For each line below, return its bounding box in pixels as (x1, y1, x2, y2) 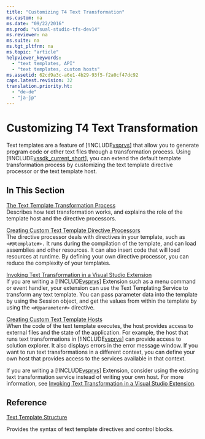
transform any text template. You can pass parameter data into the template (6, 290, 198, 298)
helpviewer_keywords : (6, 55, 62, 61)
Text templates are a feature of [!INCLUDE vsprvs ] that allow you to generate (6, 141, 199, 149)
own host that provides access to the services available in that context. (6, 354, 186, 362)
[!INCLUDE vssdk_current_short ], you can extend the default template (6, 154, 182, 161)
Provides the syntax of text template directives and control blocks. (6, 425, 174, 433)
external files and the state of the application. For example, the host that (6, 328, 188, 336)
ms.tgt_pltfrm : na (6, 44, 53, 50)
